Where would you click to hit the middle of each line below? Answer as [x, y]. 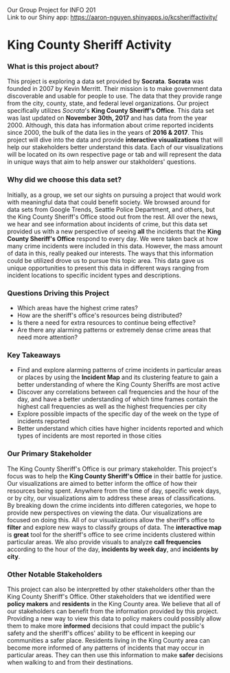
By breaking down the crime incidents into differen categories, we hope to [112, 505]
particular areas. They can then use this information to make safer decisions [115, 655]
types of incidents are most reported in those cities [89, 436]
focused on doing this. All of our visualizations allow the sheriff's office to [111, 520]
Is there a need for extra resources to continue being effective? [106, 323]
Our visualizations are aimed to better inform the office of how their [102, 483]
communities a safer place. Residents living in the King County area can [109, 640]
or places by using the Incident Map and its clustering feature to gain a [117, 377]
